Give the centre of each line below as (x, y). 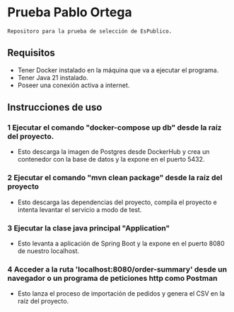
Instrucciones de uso (55, 107)
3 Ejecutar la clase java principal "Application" (89, 228)
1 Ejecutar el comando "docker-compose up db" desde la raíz (115, 128)
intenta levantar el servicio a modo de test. (80, 209)
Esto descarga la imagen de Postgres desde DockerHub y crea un (113, 152)
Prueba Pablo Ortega (70, 12)
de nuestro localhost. (48, 251)
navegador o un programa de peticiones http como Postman (112, 278)
